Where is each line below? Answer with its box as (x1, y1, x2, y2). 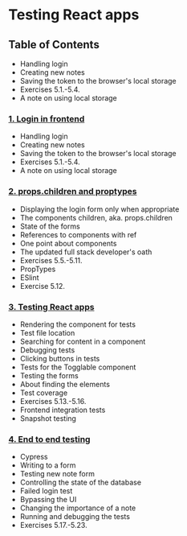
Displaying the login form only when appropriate (19, 204, 180, 214)
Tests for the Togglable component (19, 362, 136, 372)
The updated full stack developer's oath (19, 247, 152, 257)
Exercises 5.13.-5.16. (19, 396, 87, 406)
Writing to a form (19, 460, 76, 470)
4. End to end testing (8, 433, 91, 444)
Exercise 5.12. (19, 281, 66, 291)
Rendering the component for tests (19, 320, 136, 329)
